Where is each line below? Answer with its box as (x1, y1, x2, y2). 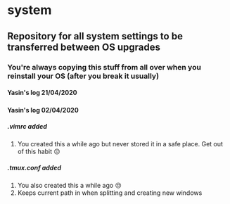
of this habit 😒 (17, 147, 61, 156)
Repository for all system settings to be (7, 30, 183, 42)
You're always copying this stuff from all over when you (7, 62, 202, 72)
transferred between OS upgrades (7, 41, 160, 53)
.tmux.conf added (7, 164, 62, 172)
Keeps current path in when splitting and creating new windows (17, 189, 203, 197)
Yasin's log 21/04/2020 (7, 89, 77, 97)
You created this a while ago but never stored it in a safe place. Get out (17, 140, 224, 148)
